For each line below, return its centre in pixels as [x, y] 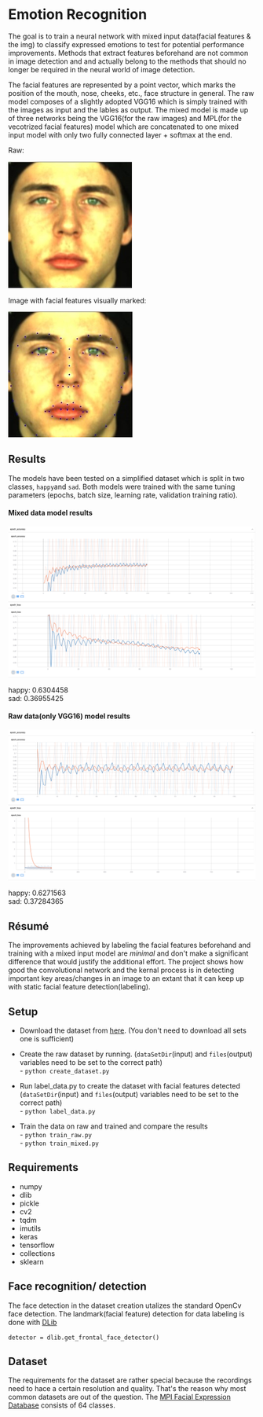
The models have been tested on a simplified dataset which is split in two [126, 478]
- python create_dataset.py [64, 1071]
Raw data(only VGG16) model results [69, 716]
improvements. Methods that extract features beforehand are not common [128, 53]
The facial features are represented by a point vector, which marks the [122, 85]
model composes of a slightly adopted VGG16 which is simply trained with [128, 101]
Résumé [29, 926]
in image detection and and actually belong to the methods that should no [128, 61]
